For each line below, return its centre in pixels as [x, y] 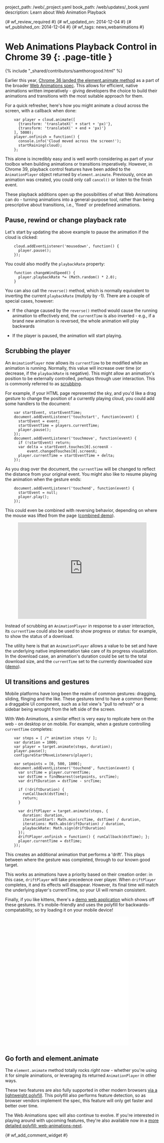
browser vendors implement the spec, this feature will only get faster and [79, 1101]
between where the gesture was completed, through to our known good [78, 860]
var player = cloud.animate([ [45, 120]
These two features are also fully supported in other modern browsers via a [81, 1090]
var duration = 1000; [36, 742]
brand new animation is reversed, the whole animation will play [75, 321]
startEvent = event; [39, 421]
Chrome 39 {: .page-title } [59, 57]
